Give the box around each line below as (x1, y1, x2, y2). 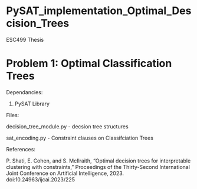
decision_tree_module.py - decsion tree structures (6, 122, 129, 130)
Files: (6, 111, 19, 118)
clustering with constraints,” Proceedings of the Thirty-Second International (6, 163, 191, 170)
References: (6, 145, 35, 152)
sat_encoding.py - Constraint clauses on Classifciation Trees (6, 134, 153, 141)
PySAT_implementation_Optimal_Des (6, 4, 192, 18)
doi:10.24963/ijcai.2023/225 (6, 175, 75, 183)
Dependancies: (6, 88, 43, 95)
